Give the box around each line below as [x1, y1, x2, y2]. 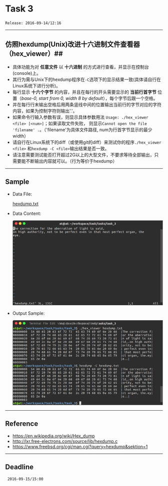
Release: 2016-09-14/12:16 [5, 21, 61, 26]
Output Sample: [12, 310, 45, 316]
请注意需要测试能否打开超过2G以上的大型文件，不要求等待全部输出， [12, 152, 154, 158]
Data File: [12, 191, 32, 197]
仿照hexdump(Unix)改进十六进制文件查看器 [5, 40, 140, 49]
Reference [5, 420, 38, 428]
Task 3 [5, 3, 33, 15]
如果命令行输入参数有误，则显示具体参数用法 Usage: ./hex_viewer [12, 114, 148, 120]
